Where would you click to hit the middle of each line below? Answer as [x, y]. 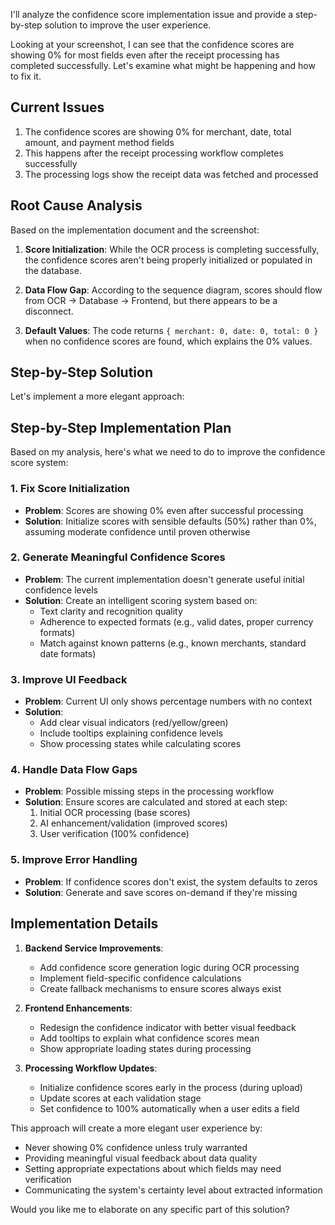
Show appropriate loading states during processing [145, 1048]
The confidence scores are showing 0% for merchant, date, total [158, 131]
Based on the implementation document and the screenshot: [135, 230]
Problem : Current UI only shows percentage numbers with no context [168, 701]
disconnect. [49, 311]
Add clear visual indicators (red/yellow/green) [134, 723]
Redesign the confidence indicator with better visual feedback [168, 1027]
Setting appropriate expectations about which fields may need [153, 1168]
